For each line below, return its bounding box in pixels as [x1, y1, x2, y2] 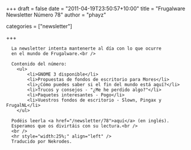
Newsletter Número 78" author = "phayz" [6, 11, 106, 18]
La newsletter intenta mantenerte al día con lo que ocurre [11, 45, 162, 51]
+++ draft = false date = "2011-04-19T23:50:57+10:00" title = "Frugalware [6, 5, 186, 12]
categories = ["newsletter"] [6, 23, 72, 30]
